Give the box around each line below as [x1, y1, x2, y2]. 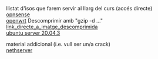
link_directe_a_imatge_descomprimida [6, 23, 98, 30]
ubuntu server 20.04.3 [6, 30, 60, 36]
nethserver [6, 47, 33, 54]
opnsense [6, 11, 31, 18]
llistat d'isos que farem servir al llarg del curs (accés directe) [6, 5, 153, 12]
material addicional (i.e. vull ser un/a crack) [6, 40, 110, 47]
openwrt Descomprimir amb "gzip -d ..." [6, 17, 103, 24]
